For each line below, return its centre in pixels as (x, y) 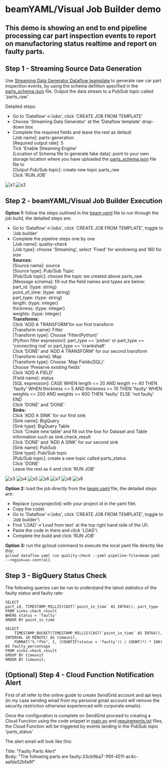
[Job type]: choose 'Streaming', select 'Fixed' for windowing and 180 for (87, 249)
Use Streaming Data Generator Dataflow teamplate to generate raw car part (83, 81)
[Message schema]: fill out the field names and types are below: (79, 282)
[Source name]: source (36, 266)
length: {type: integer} (35, 303)
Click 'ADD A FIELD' (33, 373)
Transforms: (26, 319)
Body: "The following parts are (37, 756)
